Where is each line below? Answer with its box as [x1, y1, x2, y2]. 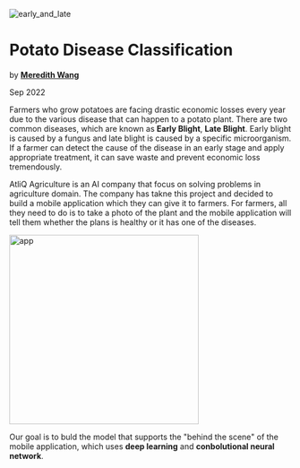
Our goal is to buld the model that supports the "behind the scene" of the [9, 431, 279, 442]
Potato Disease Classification [9, 40, 234, 60]
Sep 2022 [9, 86, 47, 98]
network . [9, 450, 44, 461]
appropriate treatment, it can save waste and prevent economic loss [9, 152, 261, 162]
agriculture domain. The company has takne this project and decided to [9, 188, 273, 199]
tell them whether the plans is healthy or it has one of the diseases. [9, 216, 257, 228]
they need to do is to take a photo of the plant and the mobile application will [9, 207, 292, 218]
